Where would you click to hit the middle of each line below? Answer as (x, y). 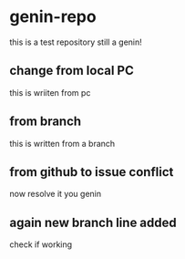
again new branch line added (93, 222)
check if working (41, 244)
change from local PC (72, 71)
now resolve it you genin (56, 194)
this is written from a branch (62, 143)
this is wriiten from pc (50, 92)
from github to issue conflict (92, 172)
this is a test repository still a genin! (76, 42)
